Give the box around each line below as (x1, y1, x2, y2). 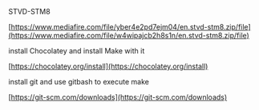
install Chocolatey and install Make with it (8, 46, 145, 55)
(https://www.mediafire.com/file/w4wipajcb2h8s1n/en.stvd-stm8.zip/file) (8, 31, 250, 40)
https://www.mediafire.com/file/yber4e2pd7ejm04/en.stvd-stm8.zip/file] (10, 22, 251, 31)
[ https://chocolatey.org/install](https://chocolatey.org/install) (8, 61, 208, 71)
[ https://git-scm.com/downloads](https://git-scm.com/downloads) (8, 92, 228, 102)
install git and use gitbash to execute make (8, 77, 150, 86)
